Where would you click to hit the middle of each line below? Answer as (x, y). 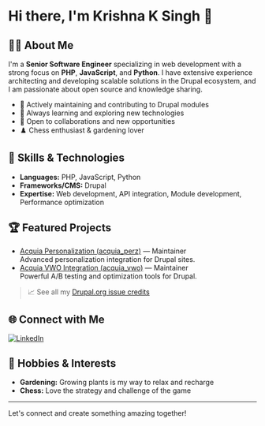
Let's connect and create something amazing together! (97, 413)
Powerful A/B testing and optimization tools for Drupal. (108, 276)
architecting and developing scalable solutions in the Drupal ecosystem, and (132, 81)
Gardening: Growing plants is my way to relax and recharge (117, 383)
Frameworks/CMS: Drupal (63, 185)
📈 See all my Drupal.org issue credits (88, 292)
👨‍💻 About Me (41, 45)
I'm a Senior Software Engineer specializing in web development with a (125, 64)
